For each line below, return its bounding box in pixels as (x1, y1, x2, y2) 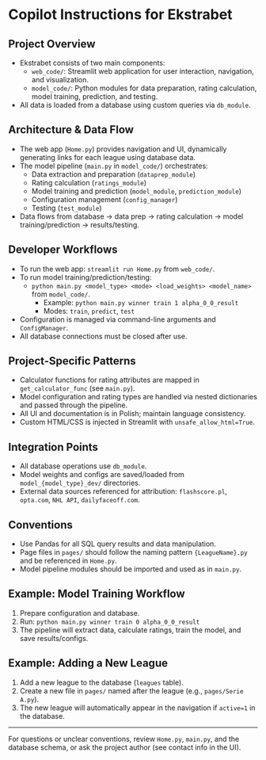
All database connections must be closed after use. (19, 331, 188, 341)
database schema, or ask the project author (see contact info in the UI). (8, 743, 241, 752)
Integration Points (8, 440, 99, 453)
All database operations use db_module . (19, 461, 147, 471)
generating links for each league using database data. (19, 152, 196, 162)
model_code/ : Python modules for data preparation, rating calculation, (31, 83, 257, 93)
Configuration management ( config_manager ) (31, 194, 178, 204)
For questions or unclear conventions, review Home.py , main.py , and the (8, 734, 240, 743)
